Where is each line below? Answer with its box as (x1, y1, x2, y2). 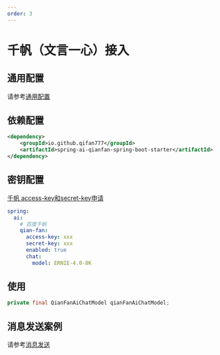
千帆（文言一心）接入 (7, 43, 130, 58)
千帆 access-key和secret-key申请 (7, 193, 104, 202)
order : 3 (7, 10, 33, 17)
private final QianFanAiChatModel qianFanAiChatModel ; (7, 299, 170, 307)
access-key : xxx (25, 234, 73, 241)
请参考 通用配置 (7, 92, 50, 100)
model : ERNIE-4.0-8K (32, 259, 92, 266)
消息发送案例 (7, 320, 63, 332)
